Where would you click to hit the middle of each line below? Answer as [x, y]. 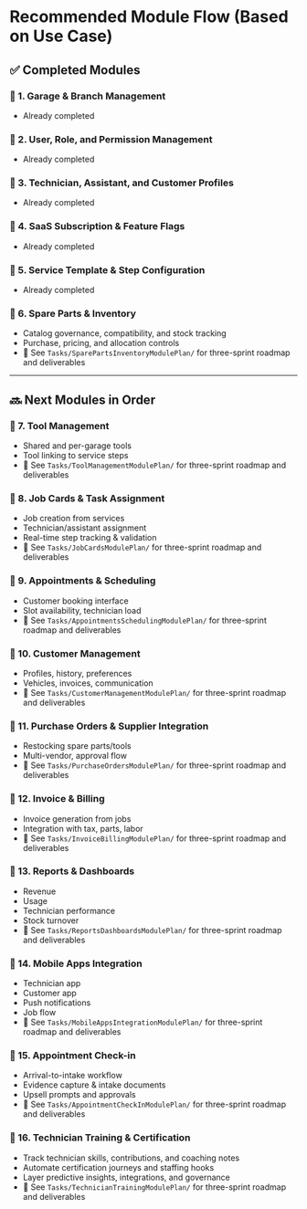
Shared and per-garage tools [77, 446]
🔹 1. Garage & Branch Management [88, 96]
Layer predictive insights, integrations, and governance [126, 1177]
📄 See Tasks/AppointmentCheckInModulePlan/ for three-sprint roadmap [154, 1104]
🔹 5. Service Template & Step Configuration [107, 269]
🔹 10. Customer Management [75, 653]
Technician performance [69, 910]
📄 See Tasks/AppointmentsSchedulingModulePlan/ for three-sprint [144, 620]
